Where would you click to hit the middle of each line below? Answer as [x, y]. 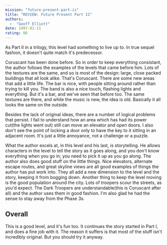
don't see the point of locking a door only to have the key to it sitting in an [81, 130]
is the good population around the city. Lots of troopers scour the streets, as [83, 182]
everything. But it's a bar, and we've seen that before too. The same [75, 94]
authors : [14, 19]
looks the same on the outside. [37, 105]
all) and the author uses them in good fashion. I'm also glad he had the [78, 193]
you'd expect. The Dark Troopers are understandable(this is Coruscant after [83, 188]
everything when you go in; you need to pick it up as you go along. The [78, 156]
